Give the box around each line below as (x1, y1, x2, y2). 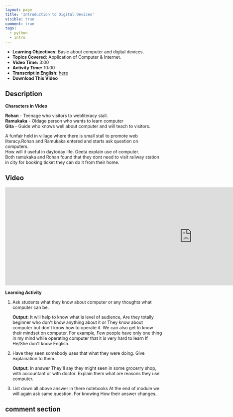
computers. (5, 143, 29, 149)
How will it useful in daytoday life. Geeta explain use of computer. (5, 148, 139, 154)
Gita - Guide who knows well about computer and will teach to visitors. (5, 123, 151, 129)
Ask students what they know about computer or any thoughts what (12, 299, 152, 305)
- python (9, 30, 28, 35)
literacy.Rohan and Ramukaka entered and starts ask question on (5, 138, 138, 144)
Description (5, 90, 42, 98)
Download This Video (12, 75, 58, 81)
